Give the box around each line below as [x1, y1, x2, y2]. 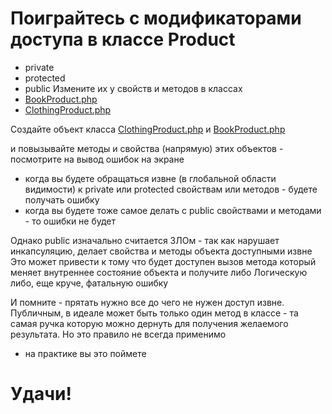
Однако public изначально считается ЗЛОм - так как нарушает [10, 234, 280, 246]
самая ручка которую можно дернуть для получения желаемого [10, 317, 289, 329]
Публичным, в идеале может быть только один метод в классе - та [10, 307, 299, 319]
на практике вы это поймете [24, 347, 147, 359]
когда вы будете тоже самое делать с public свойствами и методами [24, 204, 322, 216]
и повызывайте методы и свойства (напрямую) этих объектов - [10, 142, 284, 154]
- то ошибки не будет [24, 215, 117, 227]
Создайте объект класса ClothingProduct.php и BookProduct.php [10, 123, 286, 135]
